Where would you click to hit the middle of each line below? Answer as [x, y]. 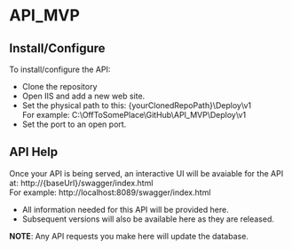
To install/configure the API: [60, 69]
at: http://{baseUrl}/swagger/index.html [81, 183]
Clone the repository [59, 86]
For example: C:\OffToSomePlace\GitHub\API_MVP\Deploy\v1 [134, 115]
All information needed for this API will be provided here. [125, 209]
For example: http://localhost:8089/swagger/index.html [110, 192]
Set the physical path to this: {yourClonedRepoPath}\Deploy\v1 [137, 105]
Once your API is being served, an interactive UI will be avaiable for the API [146, 173]
